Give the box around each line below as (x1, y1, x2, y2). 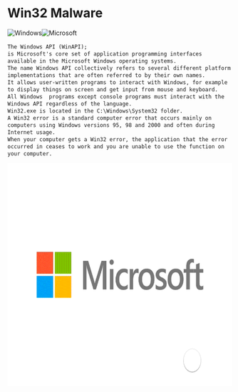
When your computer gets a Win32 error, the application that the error (7, 135, 228, 143)
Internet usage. (7, 128, 56, 136)
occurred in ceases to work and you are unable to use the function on (7, 143, 224, 150)
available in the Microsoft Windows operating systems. (7, 57, 177, 65)
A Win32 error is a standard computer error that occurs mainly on (7, 114, 212, 122)
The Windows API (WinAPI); (7, 43, 88, 51)
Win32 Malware (7, 5, 103, 21)
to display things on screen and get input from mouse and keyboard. (7, 86, 219, 93)
